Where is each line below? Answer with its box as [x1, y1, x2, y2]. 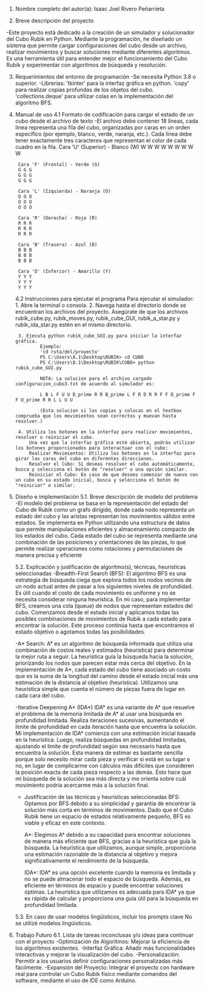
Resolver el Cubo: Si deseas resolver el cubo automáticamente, [29, 461, 196, 467]
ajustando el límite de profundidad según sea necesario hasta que [15, 743, 181, 750]
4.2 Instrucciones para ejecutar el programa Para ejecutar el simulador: [15, 295, 194, 302]
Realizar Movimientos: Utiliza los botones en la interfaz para [29, 450, 196, 457]
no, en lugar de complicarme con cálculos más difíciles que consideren [15, 762, 194, 769]
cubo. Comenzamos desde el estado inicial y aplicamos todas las [15, 609, 180, 616]
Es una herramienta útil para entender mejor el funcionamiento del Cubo [6, 55, 188, 62]
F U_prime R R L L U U [15, 397, 73, 403]
